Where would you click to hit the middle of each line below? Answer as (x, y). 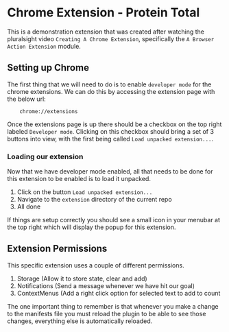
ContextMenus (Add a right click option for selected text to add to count (119, 293)
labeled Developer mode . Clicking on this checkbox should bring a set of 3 (111, 131)
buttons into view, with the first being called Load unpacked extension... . (110, 139)
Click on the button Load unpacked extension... (85, 192)
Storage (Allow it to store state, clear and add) (82, 278)
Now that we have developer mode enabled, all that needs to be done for (110, 171)
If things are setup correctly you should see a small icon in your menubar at (114, 220)
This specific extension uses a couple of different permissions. (96, 265)
